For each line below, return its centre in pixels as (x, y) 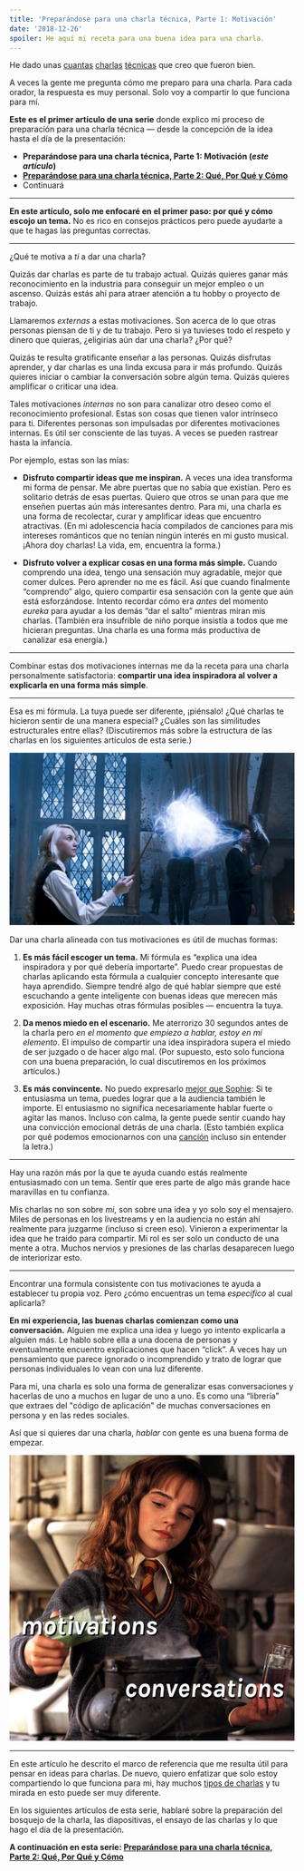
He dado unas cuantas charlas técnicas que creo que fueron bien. (133, 65)
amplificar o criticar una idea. (64, 386)
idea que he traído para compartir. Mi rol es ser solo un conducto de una (144, 1238)
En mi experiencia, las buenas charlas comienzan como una (124, 1320)
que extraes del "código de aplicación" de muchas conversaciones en (140, 1405)
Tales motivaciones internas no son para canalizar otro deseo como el (140, 404)
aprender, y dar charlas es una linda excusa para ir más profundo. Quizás (146, 367)
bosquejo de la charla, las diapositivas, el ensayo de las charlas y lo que (143, 1819)
